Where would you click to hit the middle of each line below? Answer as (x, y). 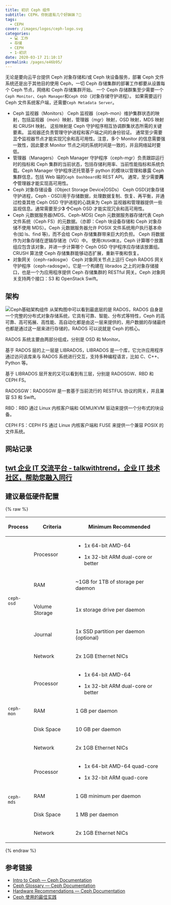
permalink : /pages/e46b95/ (34, 62)
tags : (11, 19)
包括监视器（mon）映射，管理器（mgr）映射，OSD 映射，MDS (88, 120)
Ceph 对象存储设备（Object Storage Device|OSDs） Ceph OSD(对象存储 (88, 190)
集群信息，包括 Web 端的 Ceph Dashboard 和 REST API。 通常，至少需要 (86, 177)
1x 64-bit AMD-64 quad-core (121, 766)
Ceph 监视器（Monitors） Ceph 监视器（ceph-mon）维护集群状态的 (84, 113)
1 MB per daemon (97, 814)
